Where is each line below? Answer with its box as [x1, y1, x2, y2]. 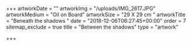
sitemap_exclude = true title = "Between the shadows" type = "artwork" [6, 23, 179, 30]
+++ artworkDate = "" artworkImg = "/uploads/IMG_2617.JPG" [6, 5, 156, 12]
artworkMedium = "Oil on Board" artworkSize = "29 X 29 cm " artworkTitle [6, 11, 186, 18]
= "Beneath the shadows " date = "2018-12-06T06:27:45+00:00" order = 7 [6, 17, 186, 24]
